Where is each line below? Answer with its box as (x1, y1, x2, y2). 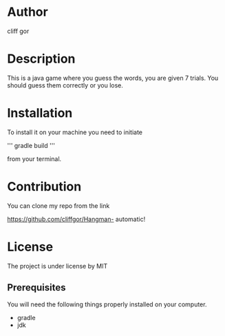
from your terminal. (7, 154, 62, 162)
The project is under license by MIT (7, 262, 108, 270)
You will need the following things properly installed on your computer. (7, 300, 207, 308)
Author (7, 4, 48, 20)
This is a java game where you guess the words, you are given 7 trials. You (7, 74, 219, 82)
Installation (7, 105, 73, 121)
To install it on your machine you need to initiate (7, 128, 143, 136)
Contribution (7, 179, 82, 194)
